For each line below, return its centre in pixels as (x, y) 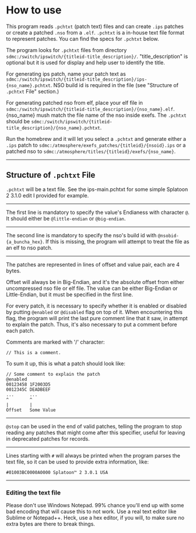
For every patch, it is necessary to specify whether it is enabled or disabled (97, 306)
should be (18, 121)
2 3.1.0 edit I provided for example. (48, 195)
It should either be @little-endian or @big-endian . (66, 218)
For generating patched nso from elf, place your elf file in (74, 102)
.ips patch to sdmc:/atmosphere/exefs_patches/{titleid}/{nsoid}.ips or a (96, 145)
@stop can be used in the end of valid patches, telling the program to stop (94, 426)
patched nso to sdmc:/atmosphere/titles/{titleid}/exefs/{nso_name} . (91, 151)
